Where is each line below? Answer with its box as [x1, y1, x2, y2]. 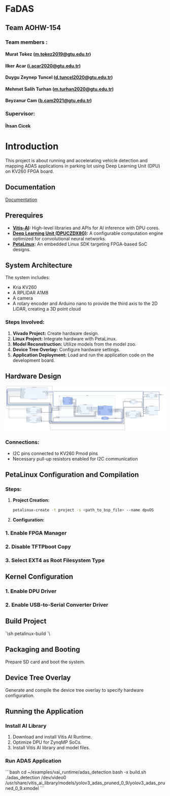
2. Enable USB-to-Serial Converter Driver [5, 601, 109, 608]
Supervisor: [5, 110, 36, 117]
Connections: [5, 439, 40, 446]
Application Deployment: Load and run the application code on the [12, 352, 154, 358]
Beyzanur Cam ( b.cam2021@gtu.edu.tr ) [5, 98, 92, 104]
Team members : [5, 39, 48, 46]
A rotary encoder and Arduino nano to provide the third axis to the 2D [12, 300, 158, 307]
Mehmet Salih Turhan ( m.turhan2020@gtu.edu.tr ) [5, 86, 114, 92]
